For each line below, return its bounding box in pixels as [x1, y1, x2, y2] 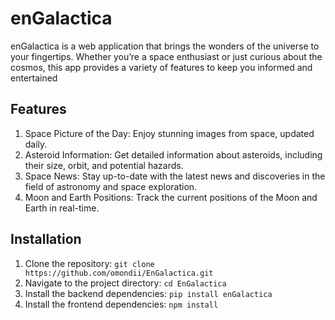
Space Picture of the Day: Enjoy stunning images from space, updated [24, 127, 315, 139]
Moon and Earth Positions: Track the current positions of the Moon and [24, 191, 318, 203]
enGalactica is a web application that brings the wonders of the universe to [10, 40, 320, 52]
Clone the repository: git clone [24, 257, 155, 269]
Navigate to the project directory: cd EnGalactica [24, 277, 227, 289]
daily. [24, 138, 48, 150]
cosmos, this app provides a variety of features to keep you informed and [10, 61, 313, 73]
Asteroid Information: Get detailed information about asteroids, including [24, 148, 323, 161]
